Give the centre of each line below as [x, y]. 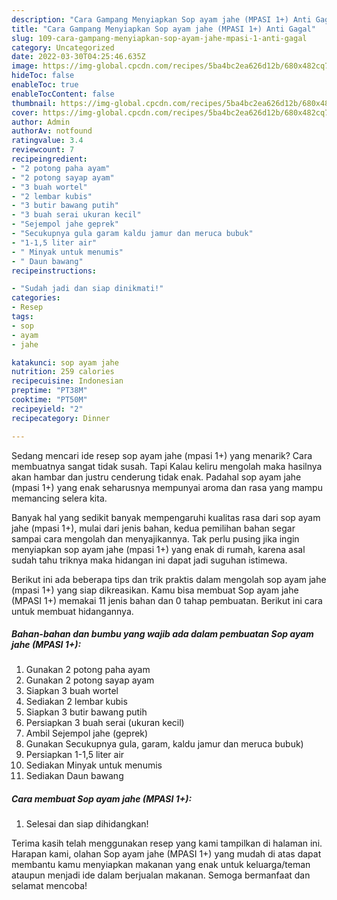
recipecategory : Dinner [61, 418]
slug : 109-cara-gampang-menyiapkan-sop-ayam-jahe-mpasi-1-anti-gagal [159, 38]
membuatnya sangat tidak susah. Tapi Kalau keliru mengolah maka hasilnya [167, 466]
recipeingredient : [49, 159]
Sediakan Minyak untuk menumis [94, 765]
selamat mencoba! [49, 886]
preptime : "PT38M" [49, 391]
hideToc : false [43, 76]
